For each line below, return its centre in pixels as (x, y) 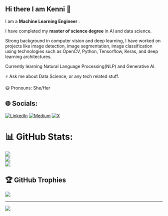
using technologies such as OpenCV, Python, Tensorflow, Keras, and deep (82, 51)
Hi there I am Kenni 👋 (38, 9)
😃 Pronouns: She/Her (28, 87)
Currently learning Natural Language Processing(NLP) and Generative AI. (80, 66)
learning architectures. (28, 56)
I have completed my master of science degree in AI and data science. (78, 31)
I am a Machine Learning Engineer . (42, 21)
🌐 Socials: (21, 104)
